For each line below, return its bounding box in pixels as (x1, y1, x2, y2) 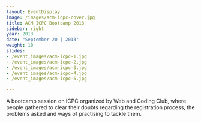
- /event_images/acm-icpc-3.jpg (6, 64, 87, 71)
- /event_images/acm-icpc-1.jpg (6, 53, 87, 59)
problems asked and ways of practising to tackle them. (6, 110, 142, 118)
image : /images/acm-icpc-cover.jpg (6, 14, 95, 20)
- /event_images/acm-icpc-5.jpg (6, 76, 87, 82)
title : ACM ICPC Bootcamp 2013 (6, 20, 85, 26)
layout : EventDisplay (6, 8, 61, 15)
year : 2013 (6, 31, 34, 37)
